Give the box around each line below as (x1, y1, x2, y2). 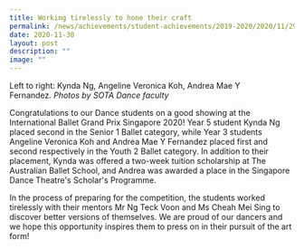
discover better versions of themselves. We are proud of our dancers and (9, 212, 283, 222)
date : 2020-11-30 (9, 30, 75, 39)
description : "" (9, 47, 71, 56)
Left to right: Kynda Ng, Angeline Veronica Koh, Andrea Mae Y (9, 81, 241, 91)
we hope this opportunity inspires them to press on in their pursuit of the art (9, 221, 292, 232)
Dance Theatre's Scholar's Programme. (9, 175, 157, 186)
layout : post (9, 38, 59, 48)
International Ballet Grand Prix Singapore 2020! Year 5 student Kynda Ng (9, 117, 280, 128)
